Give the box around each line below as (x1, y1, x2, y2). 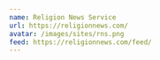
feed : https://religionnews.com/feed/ (9, 37, 152, 47)
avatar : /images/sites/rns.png (9, 29, 125, 38)
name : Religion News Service (9, 12, 117, 22)
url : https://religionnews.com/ (9, 21, 128, 30)
